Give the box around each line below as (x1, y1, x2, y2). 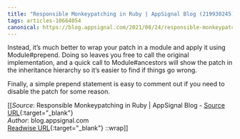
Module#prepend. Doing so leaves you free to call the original (7, 51, 189, 59)
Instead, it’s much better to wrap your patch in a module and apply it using (7, 43, 226, 52)
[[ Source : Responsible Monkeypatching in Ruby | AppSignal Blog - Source (7, 101, 225, 110)
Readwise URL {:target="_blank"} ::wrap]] (7, 124, 129, 133)
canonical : (7, 24, 40, 31)
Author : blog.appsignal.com (7, 116, 89, 125)
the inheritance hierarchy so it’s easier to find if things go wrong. (7, 66, 198, 75)
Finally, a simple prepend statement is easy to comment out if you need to (7, 80, 225, 88)
